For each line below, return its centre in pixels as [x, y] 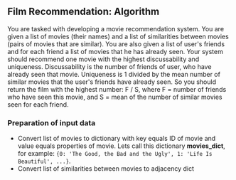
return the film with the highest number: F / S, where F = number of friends [117, 89]
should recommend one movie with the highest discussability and [103, 59]
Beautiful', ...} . [44, 161]
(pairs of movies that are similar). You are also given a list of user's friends [116, 44]
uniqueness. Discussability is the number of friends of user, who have [109, 66]
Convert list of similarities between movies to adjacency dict [106, 169]
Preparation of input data [52, 122]
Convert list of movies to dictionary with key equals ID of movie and [117, 139]
